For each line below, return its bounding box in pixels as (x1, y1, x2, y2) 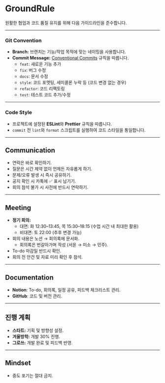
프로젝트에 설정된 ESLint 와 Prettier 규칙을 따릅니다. (12, 121, 112, 127)
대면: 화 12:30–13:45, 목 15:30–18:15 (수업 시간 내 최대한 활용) (19, 223, 139, 229)
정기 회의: (12, 217, 31, 223)
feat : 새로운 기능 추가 (19, 61, 61, 67)
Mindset (5, 359, 31, 367)
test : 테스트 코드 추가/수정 (19, 92, 71, 98)
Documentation (5, 273, 54, 282)
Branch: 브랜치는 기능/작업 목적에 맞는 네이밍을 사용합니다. (12, 49, 126, 55)
